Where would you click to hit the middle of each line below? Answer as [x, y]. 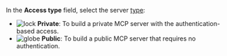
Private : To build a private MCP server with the [105, 23]
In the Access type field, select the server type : [76, 10]
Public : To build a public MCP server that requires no [119, 38]
